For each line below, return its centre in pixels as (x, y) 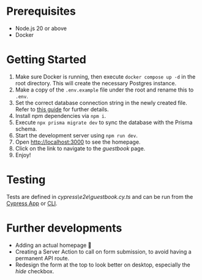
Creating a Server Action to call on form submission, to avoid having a (103, 251)
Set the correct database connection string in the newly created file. (101, 103)
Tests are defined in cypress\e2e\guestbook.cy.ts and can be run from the (100, 196)
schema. (26, 129)
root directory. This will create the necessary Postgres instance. (95, 83)
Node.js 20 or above (41, 28)
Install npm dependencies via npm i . (61, 115)
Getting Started (47, 60)
